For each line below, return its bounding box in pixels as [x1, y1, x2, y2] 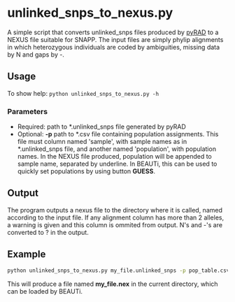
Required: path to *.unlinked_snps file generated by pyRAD [17, 122, 187, 131]
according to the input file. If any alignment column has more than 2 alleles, [7, 213, 225, 222]
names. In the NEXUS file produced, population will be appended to [17, 152, 212, 161]
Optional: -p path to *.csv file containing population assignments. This [17, 130, 219, 138]
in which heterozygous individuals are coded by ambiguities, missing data [7, 43, 220, 51]
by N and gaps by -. [7, 50, 65, 59]
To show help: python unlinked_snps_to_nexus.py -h [7, 89, 159, 97]
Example [7, 248, 46, 260]
